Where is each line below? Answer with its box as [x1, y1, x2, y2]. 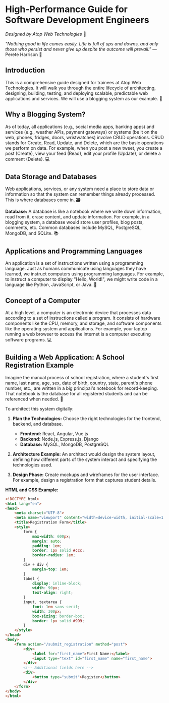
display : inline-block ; [32, 581, 82, 586]
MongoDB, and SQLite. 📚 [5, 230, 59, 237]
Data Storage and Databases [5, 172, 97, 181]
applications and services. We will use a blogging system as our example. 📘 [5, 95, 162, 101]
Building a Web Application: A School [5, 353, 125, 362]
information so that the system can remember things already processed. [5, 191, 155, 197]
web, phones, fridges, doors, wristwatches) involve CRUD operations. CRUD [5, 134, 164, 140]
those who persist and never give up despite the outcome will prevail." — [5, 46, 157, 52]
